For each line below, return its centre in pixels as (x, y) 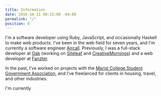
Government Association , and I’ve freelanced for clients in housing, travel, (80, 73)
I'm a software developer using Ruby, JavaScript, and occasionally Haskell (81, 38)
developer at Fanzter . (27, 59)
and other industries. (27, 79)
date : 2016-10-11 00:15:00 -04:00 (41, 14)
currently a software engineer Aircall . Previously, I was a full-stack (73, 48)
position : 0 (17, 24)
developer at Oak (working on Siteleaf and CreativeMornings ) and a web (79, 53)
